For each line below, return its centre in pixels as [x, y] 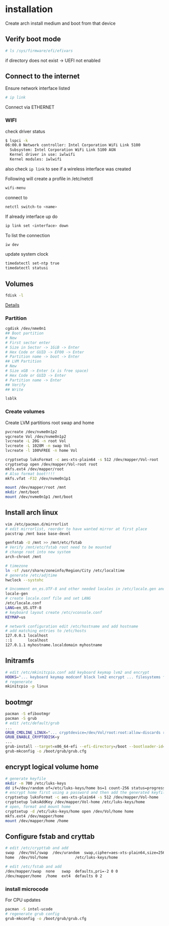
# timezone [17, 566]
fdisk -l [14, 296]
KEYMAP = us [16, 617]
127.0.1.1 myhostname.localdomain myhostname [54, 645]
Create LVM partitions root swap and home [50, 423]
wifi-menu [16, 188]
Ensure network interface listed [38, 88]
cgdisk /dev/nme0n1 [26, 329]
